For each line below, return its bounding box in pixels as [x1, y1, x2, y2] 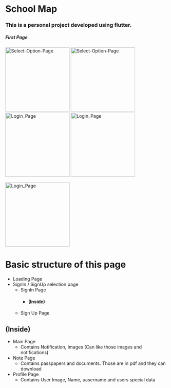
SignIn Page [20, 287, 46, 293]
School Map [5, 3, 58, 15]
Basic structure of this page [5, 259, 126, 270]
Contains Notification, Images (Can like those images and [20, 344, 142, 350]
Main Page [12, 339, 36, 345]
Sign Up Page [20, 310, 50, 316]
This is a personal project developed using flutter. [5, 22, 132, 29]
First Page [5, 34, 28, 40]
